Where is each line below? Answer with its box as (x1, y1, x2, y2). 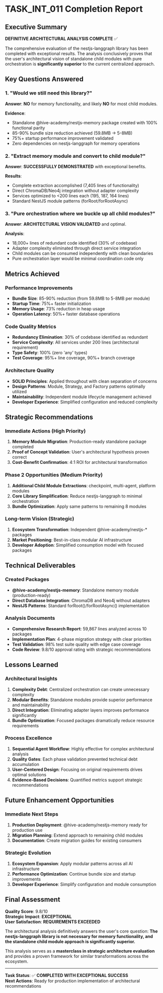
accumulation (12, 761, 40, 767)
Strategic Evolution (5, 849, 51, 856)
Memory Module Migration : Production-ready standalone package (12, 439, 147, 444)
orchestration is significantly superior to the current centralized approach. (5, 61, 155, 67)
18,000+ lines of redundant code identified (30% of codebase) (12, 240, 137, 246)
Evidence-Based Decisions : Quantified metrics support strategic (12, 777, 143, 783)
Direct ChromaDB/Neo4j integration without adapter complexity (12, 188, 139, 193)
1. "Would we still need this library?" (5, 90, 93, 96)
